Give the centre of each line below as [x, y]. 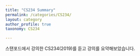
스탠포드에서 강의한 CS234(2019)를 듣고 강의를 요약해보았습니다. [70, 48]
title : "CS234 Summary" [31, 10]
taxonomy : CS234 [22, 29]
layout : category [24, 19]
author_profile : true [28, 24]
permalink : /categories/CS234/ [38, 15]
